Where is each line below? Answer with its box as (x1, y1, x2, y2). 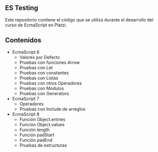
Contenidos (5, 36, 42, 44)
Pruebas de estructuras (19, 142, 67, 148)
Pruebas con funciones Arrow (19, 59, 80, 65)
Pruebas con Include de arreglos (19, 106, 86, 112)
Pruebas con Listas (19, 75, 59, 81)
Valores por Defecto (19, 54, 60, 60)
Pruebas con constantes (19, 70, 69, 76)
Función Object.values (19, 121, 65, 127)
